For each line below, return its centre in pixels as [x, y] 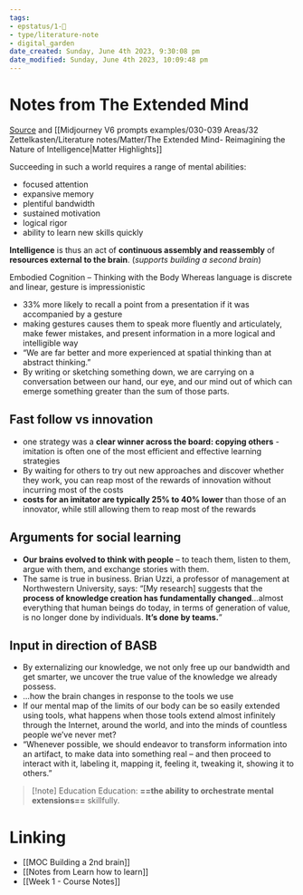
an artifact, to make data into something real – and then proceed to [147, 754]
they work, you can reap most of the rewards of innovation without [147, 480]
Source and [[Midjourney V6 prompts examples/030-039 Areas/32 [134, 130]
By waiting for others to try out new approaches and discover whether [153, 470]
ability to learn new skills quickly [83, 232]
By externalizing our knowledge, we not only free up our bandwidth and [156, 667]
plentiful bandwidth [58, 203]
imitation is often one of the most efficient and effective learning [142, 451]
